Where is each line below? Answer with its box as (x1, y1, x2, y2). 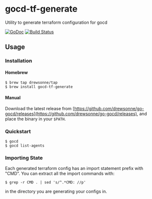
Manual (5, 95, 21, 100)
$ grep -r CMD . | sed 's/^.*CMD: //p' (5, 180, 86, 185)
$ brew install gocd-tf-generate (5, 84, 73, 89)
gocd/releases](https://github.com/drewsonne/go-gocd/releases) (5, 111, 137, 116)
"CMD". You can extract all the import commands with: (5, 171, 114, 177)
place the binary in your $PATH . (5, 116, 66, 122)
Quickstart (5, 128, 31, 134)
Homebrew (5, 69, 28, 75)
